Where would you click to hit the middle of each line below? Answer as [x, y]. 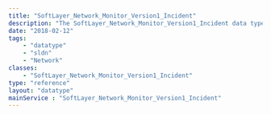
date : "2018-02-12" [41, 31]
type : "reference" [39, 83]
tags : [17, 38]
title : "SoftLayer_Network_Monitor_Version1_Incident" [102, 16]
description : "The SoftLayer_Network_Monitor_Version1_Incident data [128, 23]
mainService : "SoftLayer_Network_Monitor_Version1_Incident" [115, 98]
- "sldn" [38, 53]
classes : [23, 68]
